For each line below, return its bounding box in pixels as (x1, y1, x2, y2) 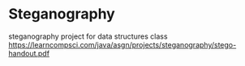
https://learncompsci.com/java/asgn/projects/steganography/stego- (8, 39, 237, 49)
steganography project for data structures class (8, 31, 168, 41)
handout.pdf (8, 48, 50, 58)
